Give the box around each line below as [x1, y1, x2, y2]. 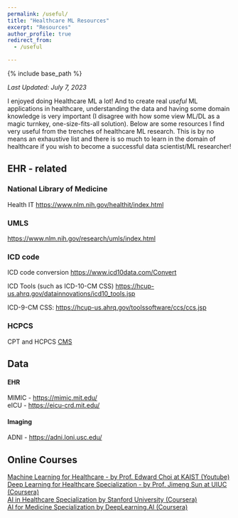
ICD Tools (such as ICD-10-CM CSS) [7, 282, 114, 290]
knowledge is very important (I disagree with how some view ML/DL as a [7, 112, 220, 120]
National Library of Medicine [7, 184, 108, 194]
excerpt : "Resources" [7, 23, 72, 31]
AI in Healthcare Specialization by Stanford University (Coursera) [7, 495, 198, 504]
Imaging [7, 417, 33, 425]
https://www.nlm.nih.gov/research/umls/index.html [7, 234, 156, 243]
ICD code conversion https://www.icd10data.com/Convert [7, 268, 177, 277]
